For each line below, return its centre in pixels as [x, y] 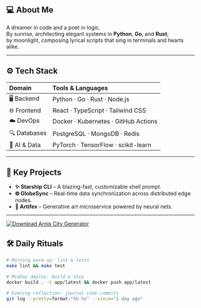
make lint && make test [36, 266]
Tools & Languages [80, 87]
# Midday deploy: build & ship [45, 277]
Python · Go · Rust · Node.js [91, 99]
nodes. [23, 200]
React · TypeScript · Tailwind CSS [99, 110]
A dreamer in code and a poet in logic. [53, 27]
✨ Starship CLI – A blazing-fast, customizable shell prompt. [88, 187]
